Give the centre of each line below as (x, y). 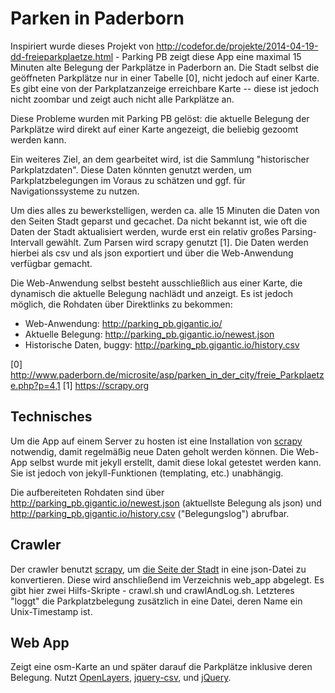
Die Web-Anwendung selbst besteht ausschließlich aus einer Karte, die (156, 283)
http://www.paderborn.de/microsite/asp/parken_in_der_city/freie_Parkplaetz (167, 374)
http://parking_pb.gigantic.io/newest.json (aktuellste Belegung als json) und (166, 503)
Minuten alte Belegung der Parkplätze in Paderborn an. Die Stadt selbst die (165, 67)
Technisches (51, 417)
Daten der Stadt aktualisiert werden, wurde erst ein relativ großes (145, 231)
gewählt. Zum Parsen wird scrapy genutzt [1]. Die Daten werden (177, 242)
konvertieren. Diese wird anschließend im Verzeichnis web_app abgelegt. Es (167, 579)
